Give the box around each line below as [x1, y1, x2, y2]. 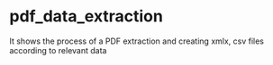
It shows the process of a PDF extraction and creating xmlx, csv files [9, 36, 264, 46]
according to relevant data [9, 45, 107, 55]
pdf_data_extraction [9, 6, 164, 27]
